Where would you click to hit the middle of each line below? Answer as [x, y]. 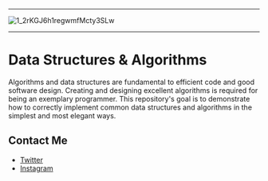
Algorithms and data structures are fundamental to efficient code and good [132, 82]
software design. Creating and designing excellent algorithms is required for [133, 90]
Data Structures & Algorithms [108, 60]
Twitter [32, 160]
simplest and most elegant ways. [62, 115]
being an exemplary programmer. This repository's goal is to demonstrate [129, 98]
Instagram [36, 168]
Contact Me [38, 141]
